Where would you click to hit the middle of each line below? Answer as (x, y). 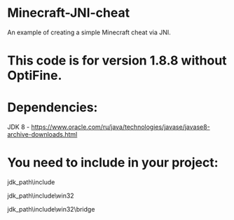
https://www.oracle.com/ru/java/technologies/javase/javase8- (121, 127)
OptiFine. (35, 76)
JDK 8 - (19, 127)
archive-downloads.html (42, 135)
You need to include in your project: (113, 163)
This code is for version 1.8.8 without (117, 61)
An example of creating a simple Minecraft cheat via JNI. (89, 32)
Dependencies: (53, 108)
